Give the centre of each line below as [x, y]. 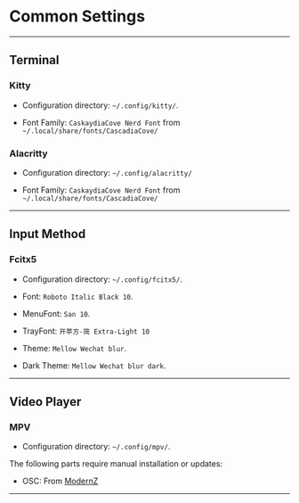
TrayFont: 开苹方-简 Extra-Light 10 [85, 331]
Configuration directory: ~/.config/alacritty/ [107, 172]
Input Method [48, 234]
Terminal [34, 60]
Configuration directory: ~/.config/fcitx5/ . [102, 279]
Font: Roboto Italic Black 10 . [77, 296]
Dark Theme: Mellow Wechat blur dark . [94, 365]
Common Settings [77, 16]
